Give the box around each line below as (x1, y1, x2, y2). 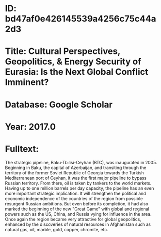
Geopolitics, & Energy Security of (5, 56, 142, 67)
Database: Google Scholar (5, 99, 113, 110)
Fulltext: (5, 143, 39, 154)
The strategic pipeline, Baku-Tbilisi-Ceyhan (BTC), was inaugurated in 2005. (5, 159, 157, 165)
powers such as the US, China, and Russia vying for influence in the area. (5, 211, 152, 217)
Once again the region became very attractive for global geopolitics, (5, 216, 142, 222)
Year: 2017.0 (5, 121, 56, 132)
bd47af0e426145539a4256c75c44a (5, 13, 156, 24)
